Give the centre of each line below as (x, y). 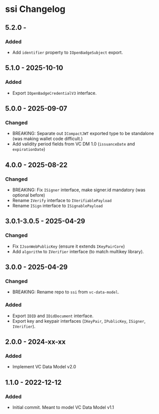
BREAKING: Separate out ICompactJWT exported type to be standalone (83, 134)
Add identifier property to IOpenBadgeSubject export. (67, 52)
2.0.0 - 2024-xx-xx (35, 342)
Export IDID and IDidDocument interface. (53, 316)
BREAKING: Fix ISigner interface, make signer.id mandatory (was (79, 190)
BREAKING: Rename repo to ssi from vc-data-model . (66, 292)
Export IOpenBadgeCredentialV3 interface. (54, 93)
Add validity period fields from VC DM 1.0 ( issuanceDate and (74, 144)
